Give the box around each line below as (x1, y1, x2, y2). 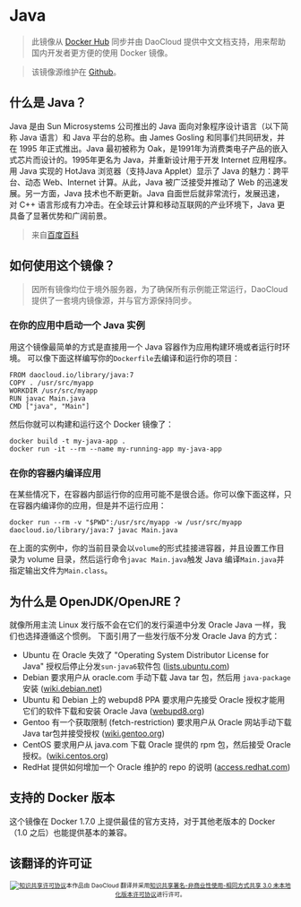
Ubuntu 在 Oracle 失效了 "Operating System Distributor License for (21, 649, 270, 660)
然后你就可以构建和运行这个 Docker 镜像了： (9, 419, 175, 429)
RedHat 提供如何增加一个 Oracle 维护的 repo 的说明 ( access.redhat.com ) (21, 761, 291, 772)
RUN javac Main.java (9, 393, 87, 403)
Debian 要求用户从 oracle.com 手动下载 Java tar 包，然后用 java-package (21, 671, 291, 682)
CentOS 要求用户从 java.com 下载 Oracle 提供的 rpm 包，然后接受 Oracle (21, 739, 291, 749)
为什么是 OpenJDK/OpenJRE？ (9, 593, 184, 609)
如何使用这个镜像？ (9, 258, 116, 273)
